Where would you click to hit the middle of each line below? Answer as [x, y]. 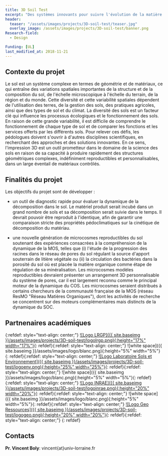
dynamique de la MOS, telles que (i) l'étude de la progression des [80, 248]
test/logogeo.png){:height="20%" [40, 415]
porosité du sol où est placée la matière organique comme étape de [82, 264]
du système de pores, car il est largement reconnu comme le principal [84, 280]
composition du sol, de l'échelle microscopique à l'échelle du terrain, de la [82, 95]
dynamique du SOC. [33, 307]
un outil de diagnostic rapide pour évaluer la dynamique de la [75, 202]
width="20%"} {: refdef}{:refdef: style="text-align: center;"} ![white [74, 394]
